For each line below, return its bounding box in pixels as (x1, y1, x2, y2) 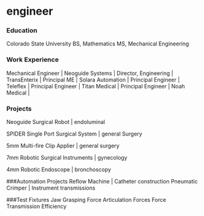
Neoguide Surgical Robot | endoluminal (6, 118, 105, 126)
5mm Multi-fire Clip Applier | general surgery (6, 142, 119, 150)
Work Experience (6, 55, 59, 64)
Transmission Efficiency (6, 202, 67, 210)
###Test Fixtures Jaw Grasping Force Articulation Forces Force (6, 196, 167, 204)
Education (6, 26, 38, 35)
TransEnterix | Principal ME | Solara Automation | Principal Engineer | (6, 75, 180, 83)
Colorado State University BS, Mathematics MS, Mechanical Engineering (6, 40, 189, 47)
